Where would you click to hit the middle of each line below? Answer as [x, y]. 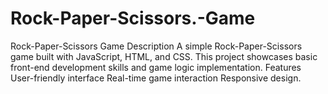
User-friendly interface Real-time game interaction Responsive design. [156, 78]
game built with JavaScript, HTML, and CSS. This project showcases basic [164, 56]
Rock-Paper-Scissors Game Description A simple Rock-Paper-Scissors [156, 46]
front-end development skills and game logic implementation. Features [156, 67]
